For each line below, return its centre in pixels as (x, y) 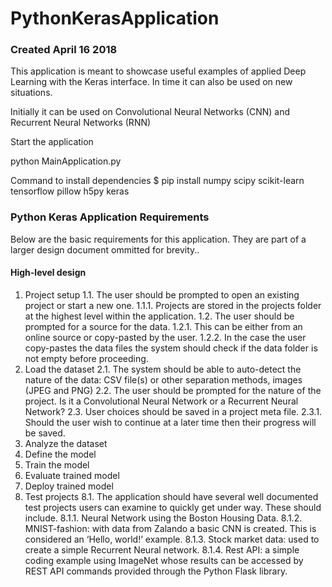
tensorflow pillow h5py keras (70, 191)
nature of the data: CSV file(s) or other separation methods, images (163, 379)
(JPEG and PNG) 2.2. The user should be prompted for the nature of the (173, 390)
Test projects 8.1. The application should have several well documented (171, 496)
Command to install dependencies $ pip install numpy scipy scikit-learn (157, 181)
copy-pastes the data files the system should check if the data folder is (171, 348)
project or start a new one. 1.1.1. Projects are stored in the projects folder (173, 305)
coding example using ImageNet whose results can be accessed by (164, 560)
